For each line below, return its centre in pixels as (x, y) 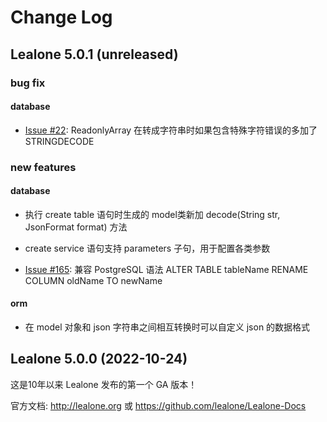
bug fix (28, 83)
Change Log (61, 17)
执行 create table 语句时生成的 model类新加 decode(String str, (152, 214)
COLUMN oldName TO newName (93, 280)
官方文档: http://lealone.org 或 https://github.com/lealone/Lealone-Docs (158, 405)
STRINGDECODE (59, 141)
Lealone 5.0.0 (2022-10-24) (99, 359)
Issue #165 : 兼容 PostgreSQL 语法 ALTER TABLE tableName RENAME (166, 269)
